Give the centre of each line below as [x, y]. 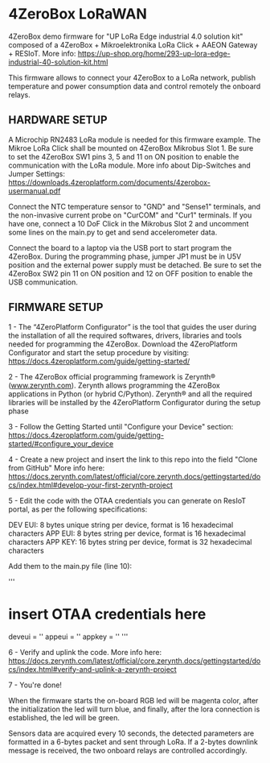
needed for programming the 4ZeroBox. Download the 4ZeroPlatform [123, 344]
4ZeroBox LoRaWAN [78, 14]
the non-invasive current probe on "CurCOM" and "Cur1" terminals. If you [130, 215]
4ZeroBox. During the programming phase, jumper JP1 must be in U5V [125, 256]
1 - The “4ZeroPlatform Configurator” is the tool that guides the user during [133, 326]
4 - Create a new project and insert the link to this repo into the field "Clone [133, 459]
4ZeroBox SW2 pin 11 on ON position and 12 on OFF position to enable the [131, 273]
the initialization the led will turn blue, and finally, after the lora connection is [134, 709]
